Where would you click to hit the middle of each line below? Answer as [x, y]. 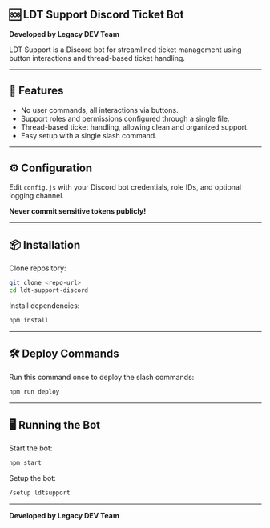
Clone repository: [38, 268]
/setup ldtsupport [40, 493]
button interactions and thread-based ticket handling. [97, 58]
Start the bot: [31, 448]
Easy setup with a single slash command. [89, 135]
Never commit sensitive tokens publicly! [78, 211]
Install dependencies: [44, 306]
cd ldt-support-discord [49, 290]
